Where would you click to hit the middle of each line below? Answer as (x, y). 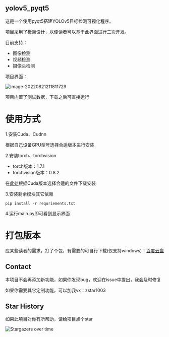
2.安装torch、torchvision (31, 155)
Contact (18, 267)
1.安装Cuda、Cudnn (26, 134)
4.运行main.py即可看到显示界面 (38, 213)
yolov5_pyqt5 (27, 8)
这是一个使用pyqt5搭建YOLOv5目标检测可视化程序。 (60, 21)
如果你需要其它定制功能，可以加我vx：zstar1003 (55, 290)
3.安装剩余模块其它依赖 (30, 194)
